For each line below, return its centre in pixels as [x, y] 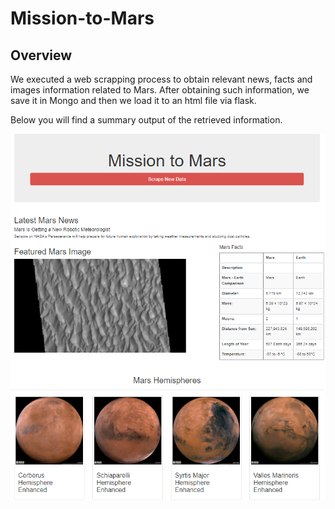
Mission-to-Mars [82, 18]
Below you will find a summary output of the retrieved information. [146, 120]
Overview [41, 55]
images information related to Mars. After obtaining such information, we [160, 90]
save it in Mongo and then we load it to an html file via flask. [133, 100]
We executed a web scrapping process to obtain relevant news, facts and [161, 79]
